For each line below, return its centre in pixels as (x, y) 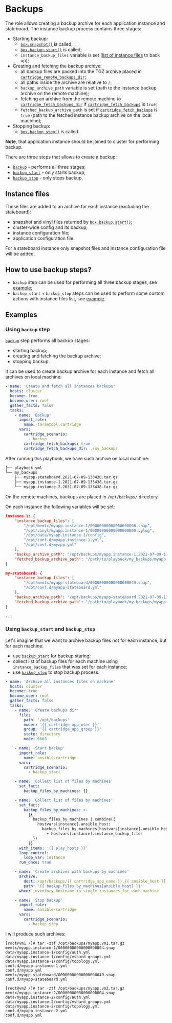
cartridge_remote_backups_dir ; (53, 77)
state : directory (42, 734)
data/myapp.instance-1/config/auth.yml (48, 952)
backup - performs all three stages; (49, 167)
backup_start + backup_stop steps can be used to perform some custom (89, 293)
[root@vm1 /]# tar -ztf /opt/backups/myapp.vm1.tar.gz (65, 943)
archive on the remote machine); (55, 93)
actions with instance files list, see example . (59, 298)
